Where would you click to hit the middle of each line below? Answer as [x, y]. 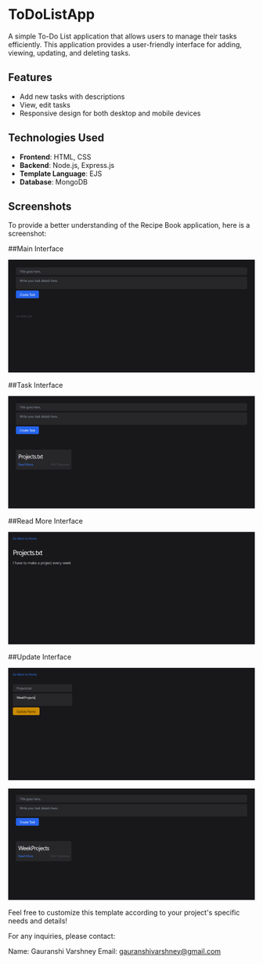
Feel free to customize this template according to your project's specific [124, 912]
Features [30, 77]
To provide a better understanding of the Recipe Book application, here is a [129, 225]
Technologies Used [56, 138]
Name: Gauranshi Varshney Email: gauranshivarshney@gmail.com [115, 951]
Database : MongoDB [54, 181]
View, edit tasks [45, 104]
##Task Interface [36, 385]
